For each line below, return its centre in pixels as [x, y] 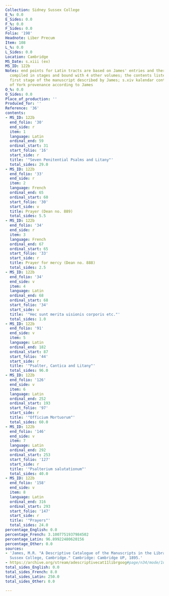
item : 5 [18, 338]
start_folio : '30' [29, 202]
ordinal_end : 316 [28, 502]
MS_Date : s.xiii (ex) [28, 61]
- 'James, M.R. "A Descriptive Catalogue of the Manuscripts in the [78, 553]
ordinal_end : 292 [28, 450]
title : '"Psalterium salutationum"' [48, 469]
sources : [14, 549]
